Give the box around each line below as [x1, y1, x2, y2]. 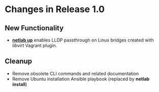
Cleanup [5, 57, 33, 66]
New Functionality [5, 24, 64, 32]
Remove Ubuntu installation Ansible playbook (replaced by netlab [12, 76, 150, 82]
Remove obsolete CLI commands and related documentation [12, 70, 139, 76]
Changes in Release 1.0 [5, 4, 105, 15]
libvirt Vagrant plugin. [12, 42, 57, 49]
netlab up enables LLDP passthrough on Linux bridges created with [12, 37, 154, 43]
